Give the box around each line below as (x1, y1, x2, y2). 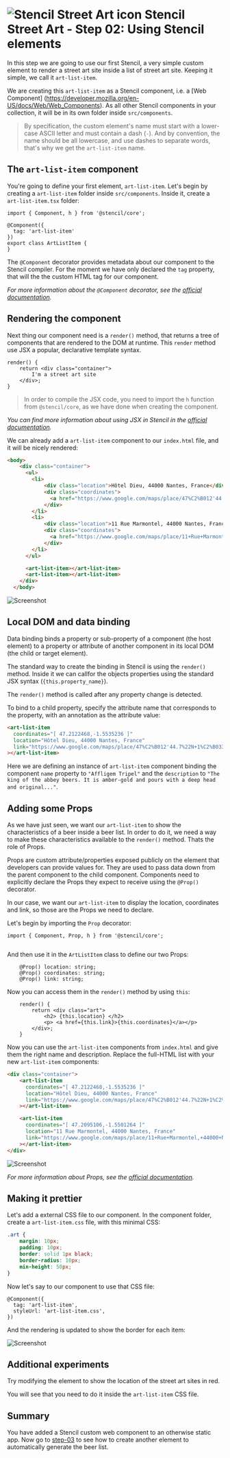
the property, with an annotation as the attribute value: (7, 710, 161, 719)
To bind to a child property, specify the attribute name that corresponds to (7, 704, 217, 712)
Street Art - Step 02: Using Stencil (7, 21, 205, 37)
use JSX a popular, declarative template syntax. (7, 345, 142, 354)
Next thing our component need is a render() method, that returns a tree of (7, 331, 220, 339)
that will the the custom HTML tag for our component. (7, 272, 159, 281)
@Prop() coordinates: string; (19, 970, 106, 977)
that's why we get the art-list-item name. (23, 143, 146, 152)
